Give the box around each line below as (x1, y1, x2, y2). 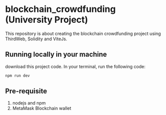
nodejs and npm (12, 100, 46, 106)
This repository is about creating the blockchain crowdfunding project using (5, 30, 161, 36)
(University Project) (5, 14, 88, 25)
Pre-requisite (5, 87, 47, 96)
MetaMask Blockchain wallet (12, 106, 71, 112)
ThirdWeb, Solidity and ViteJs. (5, 36, 67, 42)
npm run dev (5, 73, 30, 78)
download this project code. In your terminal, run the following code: (5, 63, 146, 69)
